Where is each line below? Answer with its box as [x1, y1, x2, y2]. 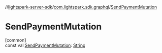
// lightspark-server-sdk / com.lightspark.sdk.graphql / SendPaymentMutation [5, 4, 157, 10]
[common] [5, 37, 26, 43]
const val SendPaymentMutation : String [5, 42, 86, 48]
